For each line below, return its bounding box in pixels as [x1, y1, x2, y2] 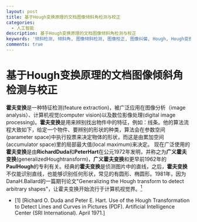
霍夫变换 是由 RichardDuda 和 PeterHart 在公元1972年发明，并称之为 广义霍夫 [6, 148, 187, 155]
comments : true [6, 42, 43, 48]
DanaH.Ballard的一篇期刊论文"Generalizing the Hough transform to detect [6, 177, 184, 184]
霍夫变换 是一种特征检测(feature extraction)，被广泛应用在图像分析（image [6, 104, 186, 111]
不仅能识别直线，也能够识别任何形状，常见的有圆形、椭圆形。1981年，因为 [6, 170, 186, 177]
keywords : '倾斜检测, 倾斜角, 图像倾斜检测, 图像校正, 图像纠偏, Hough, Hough [6, 36, 185, 42]
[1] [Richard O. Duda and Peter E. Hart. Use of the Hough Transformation [14, 197, 190, 204]
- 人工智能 [11, 25, 35, 31]
